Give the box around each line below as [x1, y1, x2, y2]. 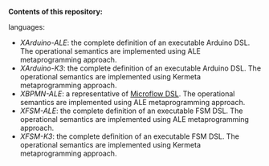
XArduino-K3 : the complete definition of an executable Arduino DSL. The [19, 63, 262, 73]
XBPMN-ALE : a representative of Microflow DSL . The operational [19, 89, 235, 99]
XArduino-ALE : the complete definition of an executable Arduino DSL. [19, 38, 251, 47]
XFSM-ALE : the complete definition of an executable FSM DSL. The [19, 106, 243, 115]
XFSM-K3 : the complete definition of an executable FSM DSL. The [19, 132, 239, 141]
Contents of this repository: [8, 7, 103, 16]
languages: [8, 22, 46, 31]
